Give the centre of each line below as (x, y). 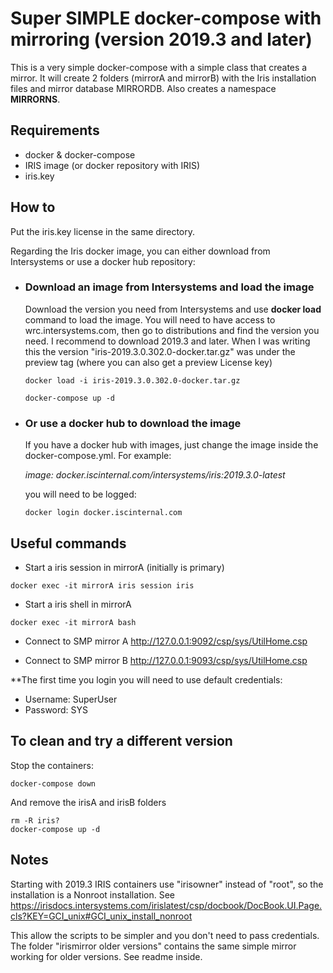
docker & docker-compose (80, 154)
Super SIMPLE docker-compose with (166, 18)
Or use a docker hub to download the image (133, 423)
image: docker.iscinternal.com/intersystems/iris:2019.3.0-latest (155, 475)
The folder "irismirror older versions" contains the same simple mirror (153, 946)
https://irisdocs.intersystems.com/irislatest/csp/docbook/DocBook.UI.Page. (166, 905)
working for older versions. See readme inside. (106, 956)
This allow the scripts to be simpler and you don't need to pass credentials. (165, 935)
